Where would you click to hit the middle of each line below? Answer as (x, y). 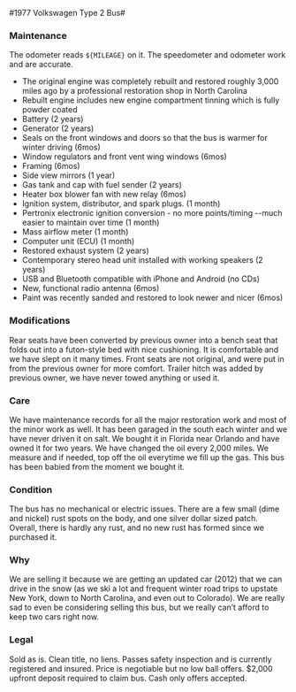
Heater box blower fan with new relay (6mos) (104, 195)
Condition (31, 489)
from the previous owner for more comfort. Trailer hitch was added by (137, 368)
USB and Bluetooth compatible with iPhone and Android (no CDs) (141, 279)
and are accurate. (41, 65)
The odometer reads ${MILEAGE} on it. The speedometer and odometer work (148, 55)
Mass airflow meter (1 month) (75, 232)
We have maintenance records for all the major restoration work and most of (148, 419)
